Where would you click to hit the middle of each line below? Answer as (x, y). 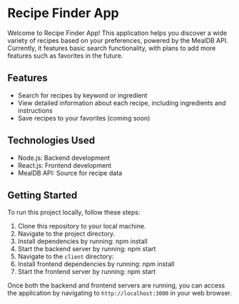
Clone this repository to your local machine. (82, 226)
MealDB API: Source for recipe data (70, 173)
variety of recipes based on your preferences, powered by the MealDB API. (118, 40)
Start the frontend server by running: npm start (86, 272)
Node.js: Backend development (64, 158)
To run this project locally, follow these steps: (74, 213)
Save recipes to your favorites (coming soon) (84, 118)
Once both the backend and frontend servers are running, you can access (116, 285)
